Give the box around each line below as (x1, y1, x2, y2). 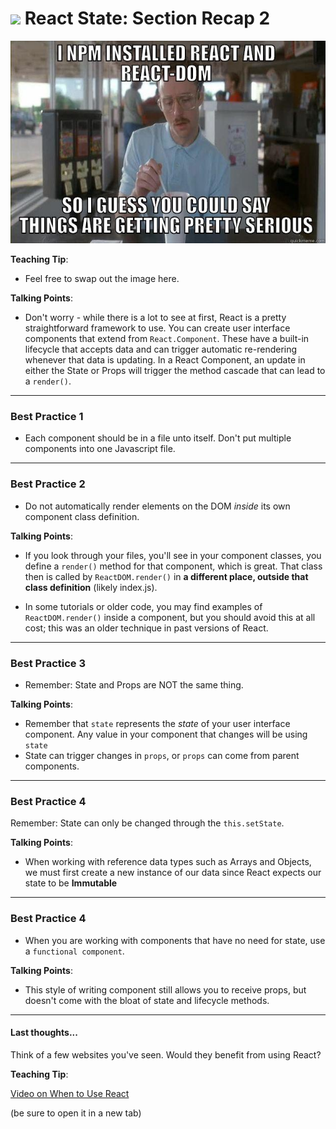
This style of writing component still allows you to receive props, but (24, 983, 307, 996)
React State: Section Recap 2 (24, 7, 271, 30)
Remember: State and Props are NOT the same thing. (24, 679, 244, 691)
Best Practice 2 (10, 477, 86, 491)
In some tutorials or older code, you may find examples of (24, 600, 263, 612)
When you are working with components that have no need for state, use (24, 934, 326, 946)
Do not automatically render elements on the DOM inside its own (24, 500, 291, 512)
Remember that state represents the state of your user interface (24, 718, 291, 729)
